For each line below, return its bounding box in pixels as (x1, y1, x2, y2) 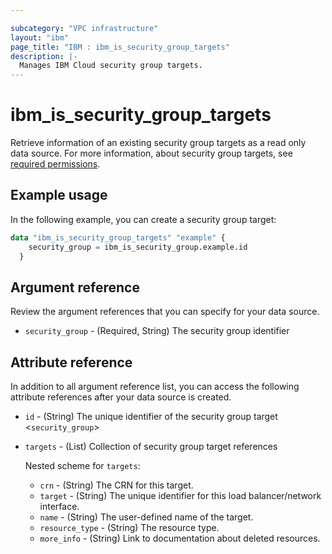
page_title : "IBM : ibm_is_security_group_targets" (10, 42, 230, 52)
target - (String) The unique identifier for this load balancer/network (39, 490, 322, 502)
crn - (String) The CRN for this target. (39, 479, 194, 491)
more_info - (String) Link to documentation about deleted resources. (39, 532, 321, 545)
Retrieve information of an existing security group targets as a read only (10, 137, 307, 149)
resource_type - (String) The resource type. (39, 522, 220, 534)
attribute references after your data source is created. (10, 391, 232, 403)
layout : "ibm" (10, 32, 70, 43)
